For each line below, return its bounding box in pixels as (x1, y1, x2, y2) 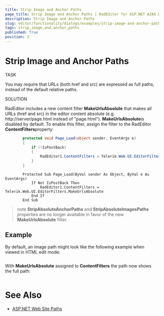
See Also (5, 290, 42, 300)
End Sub (22, 197, 38, 202)
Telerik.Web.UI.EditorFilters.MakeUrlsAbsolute (5, 189, 104, 194)
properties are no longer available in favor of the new (17, 211, 124, 217)
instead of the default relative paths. (5, 86, 78, 92)
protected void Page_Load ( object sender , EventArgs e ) (22, 136, 137, 141)
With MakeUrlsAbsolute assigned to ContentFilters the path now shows (5, 263, 152, 268)
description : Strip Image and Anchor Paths (5, 16, 95, 21)
